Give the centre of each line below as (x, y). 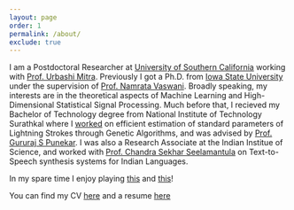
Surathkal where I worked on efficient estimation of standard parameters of (147, 124)
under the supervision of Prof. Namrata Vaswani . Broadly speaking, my (139, 86)
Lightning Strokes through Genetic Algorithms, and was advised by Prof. (141, 133)
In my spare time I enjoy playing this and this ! (92, 179)
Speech (23, 161)
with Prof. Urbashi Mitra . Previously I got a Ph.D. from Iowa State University (146, 77)
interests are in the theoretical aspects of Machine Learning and (126, 96)
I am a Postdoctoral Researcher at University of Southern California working (147, 67)
